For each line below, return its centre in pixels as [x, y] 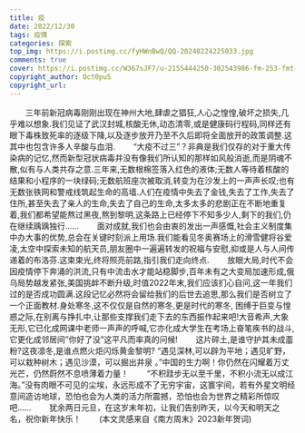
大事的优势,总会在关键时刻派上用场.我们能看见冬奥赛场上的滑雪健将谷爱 [159, 237]
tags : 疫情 [29, 34]
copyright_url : [38, 85]
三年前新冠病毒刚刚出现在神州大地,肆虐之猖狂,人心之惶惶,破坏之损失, [153, 112]
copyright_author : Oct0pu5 [60, 77]
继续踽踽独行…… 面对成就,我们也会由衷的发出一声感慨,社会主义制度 [151, 226]
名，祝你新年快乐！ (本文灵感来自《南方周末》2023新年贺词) [131, 418]
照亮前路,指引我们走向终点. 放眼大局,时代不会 [202, 260]
